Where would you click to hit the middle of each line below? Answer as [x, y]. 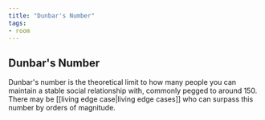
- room [19, 30]
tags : [17, 23]
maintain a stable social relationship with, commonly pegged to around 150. [133, 91]
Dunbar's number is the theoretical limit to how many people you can [122, 82]
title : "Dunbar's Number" [51, 16]
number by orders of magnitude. [62, 108]
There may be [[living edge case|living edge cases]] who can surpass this [131, 99]
